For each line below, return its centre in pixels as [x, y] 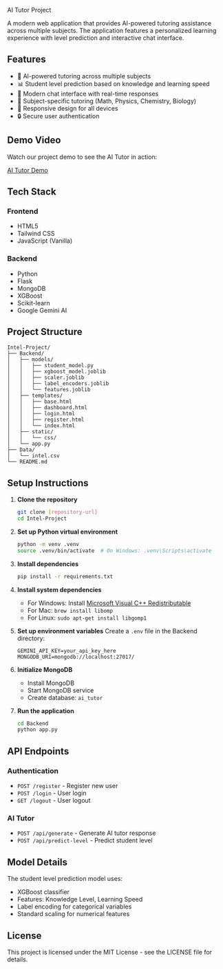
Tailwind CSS [36, 234]
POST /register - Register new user [67, 786]
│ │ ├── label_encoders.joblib [58, 384]
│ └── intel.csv [33, 456]
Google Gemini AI [42, 310]
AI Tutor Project [29, 10]
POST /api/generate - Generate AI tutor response [86, 833]
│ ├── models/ [30, 360]
